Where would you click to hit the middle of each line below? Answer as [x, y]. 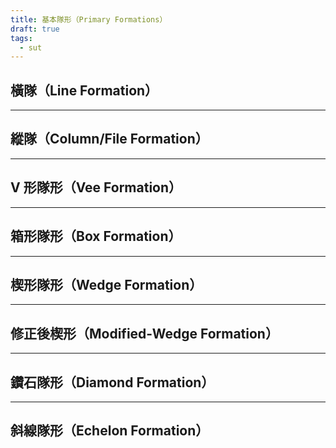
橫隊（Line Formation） [84, 90]
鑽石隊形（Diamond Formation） [112, 382]
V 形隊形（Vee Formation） [96, 187]
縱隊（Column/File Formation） [109, 139]
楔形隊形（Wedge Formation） [106, 284]
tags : [21, 38]
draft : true [35, 29]
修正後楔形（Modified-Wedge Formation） [144, 333]
